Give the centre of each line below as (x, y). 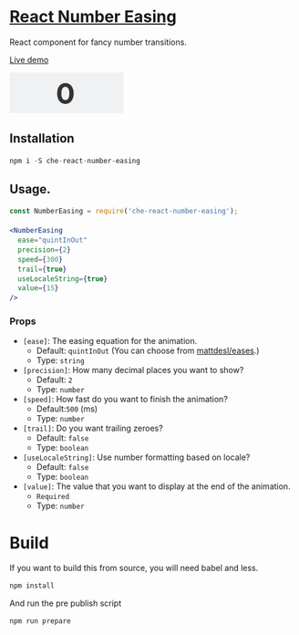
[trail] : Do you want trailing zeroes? (93, 428)
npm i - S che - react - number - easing (75, 161)
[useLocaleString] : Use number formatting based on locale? (136, 457)
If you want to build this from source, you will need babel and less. (134, 568)
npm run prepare (40, 621)
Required (53, 497)
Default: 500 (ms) (67, 409)
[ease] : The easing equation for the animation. (110, 341)
